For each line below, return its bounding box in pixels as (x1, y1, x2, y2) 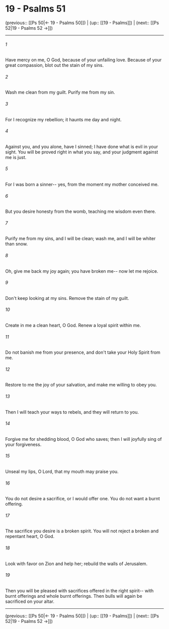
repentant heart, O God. (5, 533, 55, 539)
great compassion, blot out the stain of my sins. (5, 62, 104, 68)
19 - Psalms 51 (5, 3, 66, 15)
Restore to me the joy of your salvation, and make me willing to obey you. (5, 382, 157, 388)
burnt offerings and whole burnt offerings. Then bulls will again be (5, 593, 142, 599)
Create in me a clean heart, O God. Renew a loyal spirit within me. (5, 322, 141, 328)
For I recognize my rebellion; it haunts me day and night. (5, 116, 122, 122)
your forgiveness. (5, 441, 42, 447)
